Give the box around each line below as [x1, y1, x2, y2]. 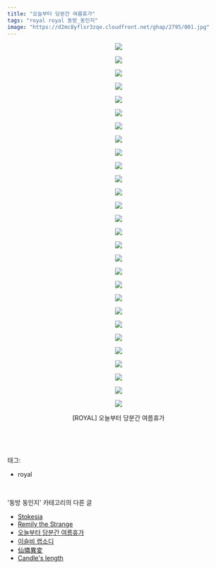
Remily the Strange [17, 520, 73, 529]
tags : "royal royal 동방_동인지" [7, 17, 99, 24]
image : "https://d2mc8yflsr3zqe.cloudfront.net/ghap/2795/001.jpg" [7, 23, 210, 30]
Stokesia [17, 513, 43, 521]
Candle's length [17, 554, 64, 563]
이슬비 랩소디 [17, 537, 54, 546]
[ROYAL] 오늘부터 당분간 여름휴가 [72, 414, 165, 422]
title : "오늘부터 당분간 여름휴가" [7, 10, 96, 18]
